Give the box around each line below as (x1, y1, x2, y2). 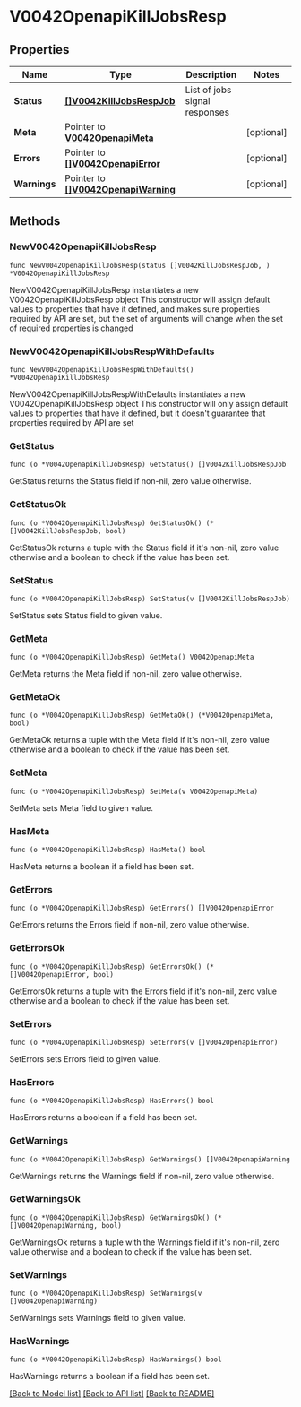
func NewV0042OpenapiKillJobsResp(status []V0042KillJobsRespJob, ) (9, 261, 271, 270)
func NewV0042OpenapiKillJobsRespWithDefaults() (9, 365, 194, 374)
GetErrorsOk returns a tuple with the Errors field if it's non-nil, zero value (9, 986, 278, 997)
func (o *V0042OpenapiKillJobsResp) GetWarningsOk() (9, 1213, 211, 1222)
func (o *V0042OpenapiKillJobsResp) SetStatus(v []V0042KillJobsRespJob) (9, 594, 291, 603)
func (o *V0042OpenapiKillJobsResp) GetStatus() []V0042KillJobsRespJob (9, 460, 287, 470)
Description (185, 69, 237, 81)
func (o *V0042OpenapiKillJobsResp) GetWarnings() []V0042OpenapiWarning (9, 1154, 291, 1164)
